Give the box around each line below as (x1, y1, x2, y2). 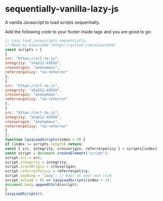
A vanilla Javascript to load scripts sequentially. (5, 19, 100, 25)
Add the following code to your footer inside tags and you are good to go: (5, 29, 152, 34)
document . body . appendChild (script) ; (5, 182, 79, 187)
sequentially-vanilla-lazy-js (5, 3, 119, 15)
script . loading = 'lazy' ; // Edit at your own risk (5, 173, 112, 178)
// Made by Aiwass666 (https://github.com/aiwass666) (5, 43, 116, 47)
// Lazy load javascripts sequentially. (5, 38, 88, 43)
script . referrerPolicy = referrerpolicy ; (5, 169, 90, 174)
